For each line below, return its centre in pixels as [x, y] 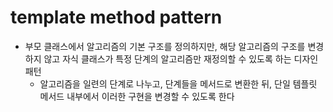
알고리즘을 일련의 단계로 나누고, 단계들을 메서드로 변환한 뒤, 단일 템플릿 [178, 83]
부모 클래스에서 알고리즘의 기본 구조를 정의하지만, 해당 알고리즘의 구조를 [165, 46]
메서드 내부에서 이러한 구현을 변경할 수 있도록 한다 [137, 96]
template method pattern [116, 17]
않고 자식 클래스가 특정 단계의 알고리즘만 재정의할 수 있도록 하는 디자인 [181, 58]
